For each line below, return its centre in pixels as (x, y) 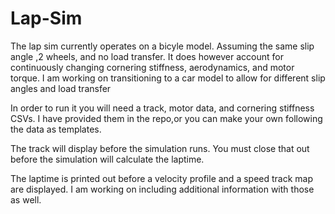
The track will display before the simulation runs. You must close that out (160, 148)
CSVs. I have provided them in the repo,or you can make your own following (166, 118)
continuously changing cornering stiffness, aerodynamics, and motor (152, 67)
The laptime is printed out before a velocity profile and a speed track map (161, 178)
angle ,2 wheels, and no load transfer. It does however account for (147, 56)
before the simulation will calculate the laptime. (107, 159)
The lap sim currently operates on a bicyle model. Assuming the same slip (162, 46)
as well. (26, 199)
